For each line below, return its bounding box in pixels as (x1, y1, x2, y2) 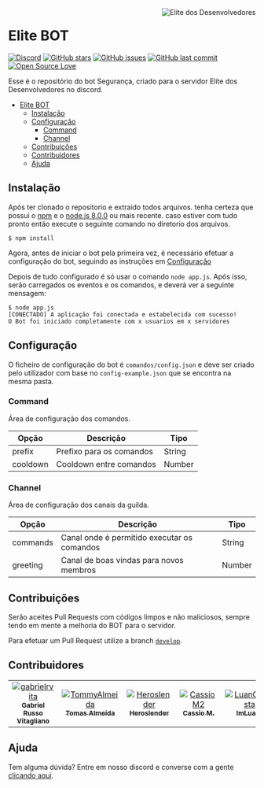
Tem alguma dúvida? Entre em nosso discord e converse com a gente (8, 762, 234, 771)
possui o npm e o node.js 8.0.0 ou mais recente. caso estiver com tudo (8, 210, 238, 220)
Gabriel (21, 701, 46, 709)
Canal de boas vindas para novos (60, 555, 184, 566)
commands (12, 537, 53, 548)
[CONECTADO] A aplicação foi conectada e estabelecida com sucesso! (8, 310, 237, 318)
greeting (12, 560, 43, 571)
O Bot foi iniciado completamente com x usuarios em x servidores (8, 317, 230, 325)
